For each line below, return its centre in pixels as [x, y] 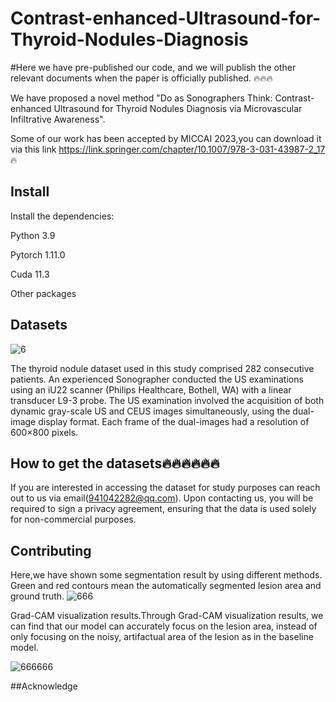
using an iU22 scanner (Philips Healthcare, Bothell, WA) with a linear [151, 389]
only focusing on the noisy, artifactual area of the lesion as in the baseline [162, 637]
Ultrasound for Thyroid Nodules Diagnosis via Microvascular [178, 108]
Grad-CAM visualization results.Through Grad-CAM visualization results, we [167, 616]
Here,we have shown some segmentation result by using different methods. [166, 575]
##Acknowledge [44, 686]
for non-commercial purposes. [73, 519]
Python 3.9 [33, 235]
